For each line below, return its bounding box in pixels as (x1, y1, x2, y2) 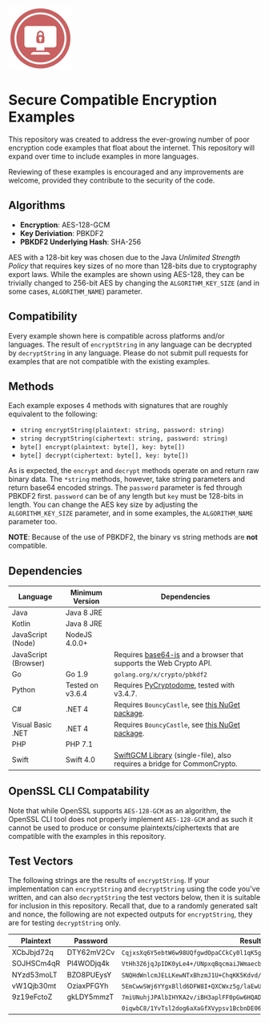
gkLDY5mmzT (66, 992, 114, 1002)
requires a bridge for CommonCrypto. (113, 759, 238, 768)
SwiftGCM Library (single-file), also (113, 751, 232, 760)
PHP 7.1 (65, 739, 94, 748)
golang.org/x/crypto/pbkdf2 (113, 671, 208, 679)
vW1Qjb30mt (11, 981, 57, 990)
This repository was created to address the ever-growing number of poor (8, 134, 250, 144)
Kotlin (11, 619, 30, 628)
